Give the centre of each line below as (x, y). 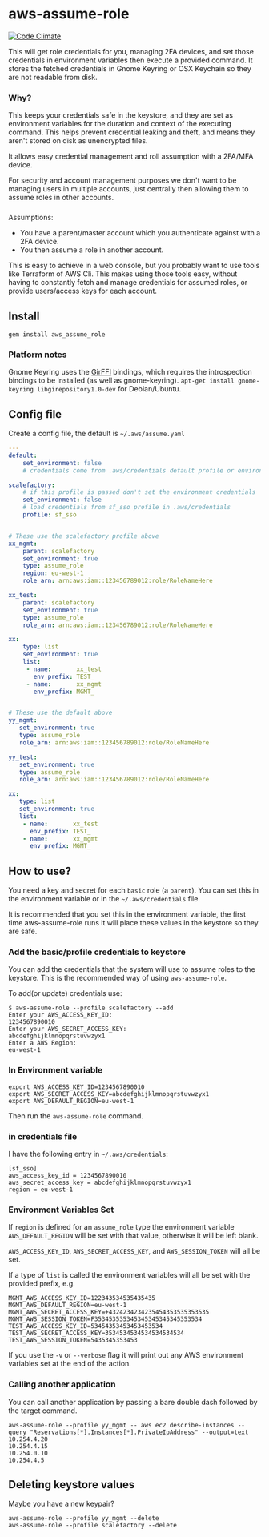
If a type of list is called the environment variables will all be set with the (129, 1275)
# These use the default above (60, 713)
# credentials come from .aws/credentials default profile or (128, 470)
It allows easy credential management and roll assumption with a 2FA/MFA (131, 156)
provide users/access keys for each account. (83, 291)
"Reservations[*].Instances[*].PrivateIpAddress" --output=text (139, 1432)
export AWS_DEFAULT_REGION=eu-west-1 (71, 1101)
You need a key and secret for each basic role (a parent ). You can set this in (133, 890)
